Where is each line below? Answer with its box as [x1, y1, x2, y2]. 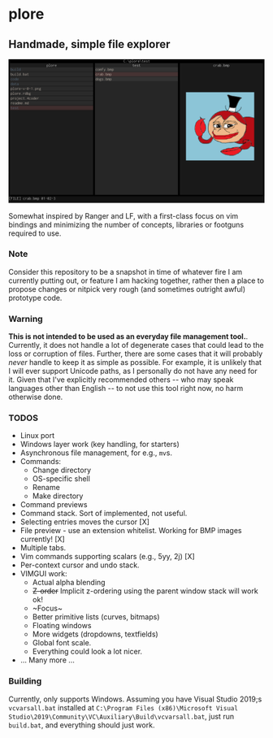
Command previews [19, 500, 88, 510]
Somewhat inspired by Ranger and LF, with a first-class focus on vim [8, 211, 239, 220]
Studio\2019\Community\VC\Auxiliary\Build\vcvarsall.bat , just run [8, 711, 234, 721]
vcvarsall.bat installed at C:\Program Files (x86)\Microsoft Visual [8, 702, 238, 712]
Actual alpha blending [32, 578, 106, 588]
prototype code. [8, 293, 63, 302]
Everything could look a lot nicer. [32, 647, 143, 657]
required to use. [8, 228, 62, 238]
